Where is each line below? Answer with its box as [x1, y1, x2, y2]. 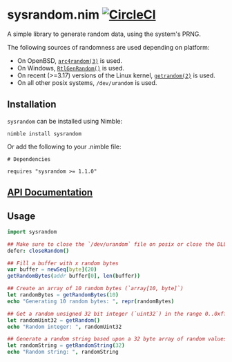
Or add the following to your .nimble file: [7, 142, 122, 151]
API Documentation [7, 187, 93, 198]
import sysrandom [7, 228, 57, 235]
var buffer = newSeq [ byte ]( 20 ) [7, 266, 97, 273]
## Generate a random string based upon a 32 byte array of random [7, 336, 206, 343]
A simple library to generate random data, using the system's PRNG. [7, 30, 202, 38]
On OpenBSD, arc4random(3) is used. [17, 56, 123, 65]
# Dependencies [7, 155, 51, 162]
